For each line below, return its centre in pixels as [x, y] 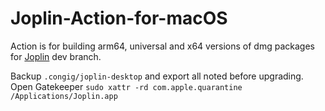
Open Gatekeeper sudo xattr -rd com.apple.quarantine [126, 86]
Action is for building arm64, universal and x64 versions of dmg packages [162, 46]
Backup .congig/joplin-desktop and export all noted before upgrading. [157, 76]
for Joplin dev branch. [56, 56]
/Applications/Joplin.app [64, 96]
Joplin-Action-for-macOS [119, 18]
